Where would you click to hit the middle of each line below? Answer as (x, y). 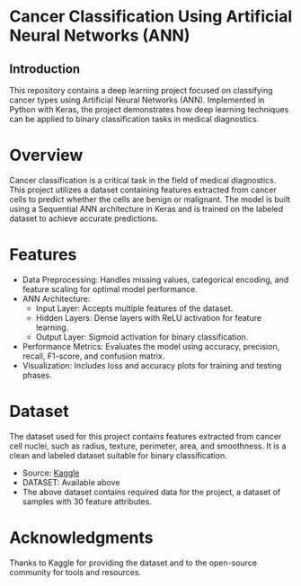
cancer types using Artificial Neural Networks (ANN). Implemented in (137, 100)
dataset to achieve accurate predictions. (84, 218)
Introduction (45, 69)
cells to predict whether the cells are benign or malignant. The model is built (150, 199)
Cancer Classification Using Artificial (151, 17)
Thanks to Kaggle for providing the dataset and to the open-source (133, 563)
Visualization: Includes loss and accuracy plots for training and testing (152, 365)
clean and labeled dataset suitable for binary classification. (118, 455)
